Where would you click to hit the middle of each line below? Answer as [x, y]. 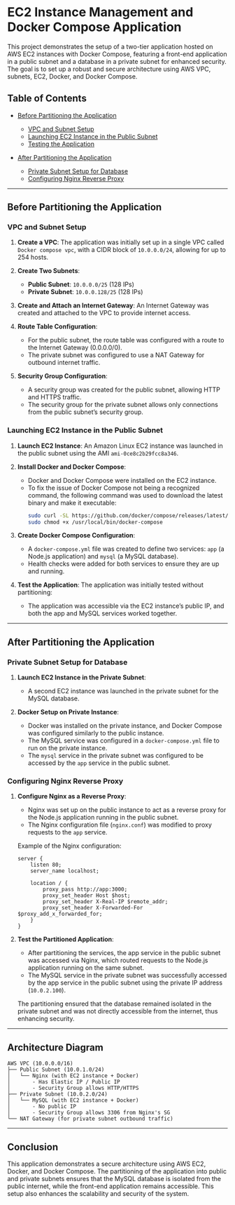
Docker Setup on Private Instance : [68, 712]
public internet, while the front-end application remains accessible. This [111, 1186]
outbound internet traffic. [64, 363]
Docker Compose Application [94, 27]
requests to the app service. [67, 832]
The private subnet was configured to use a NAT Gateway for [116, 355]
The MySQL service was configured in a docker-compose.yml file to [124, 740]
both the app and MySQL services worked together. [102, 613]
